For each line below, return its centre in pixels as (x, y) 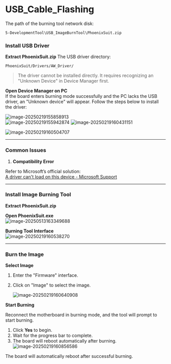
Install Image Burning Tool (38, 195)
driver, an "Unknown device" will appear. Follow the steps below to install (82, 102)
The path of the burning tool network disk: (50, 23)
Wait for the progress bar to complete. (53, 335)
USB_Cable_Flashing (50, 9)
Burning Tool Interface (30, 231)
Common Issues (26, 150)
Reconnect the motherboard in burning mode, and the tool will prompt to (81, 315)
